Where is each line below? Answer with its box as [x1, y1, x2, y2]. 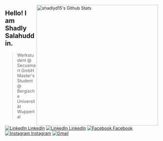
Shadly [5, 24, 27, 32]
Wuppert [16, 109, 35, 114]
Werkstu [16, 52, 34, 58]
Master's [16, 72, 35, 78]
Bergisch [16, 88, 35, 94]
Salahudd [5, 32, 35, 40]
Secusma [16, 62, 36, 68]
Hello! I [5, 9, 27, 17]
